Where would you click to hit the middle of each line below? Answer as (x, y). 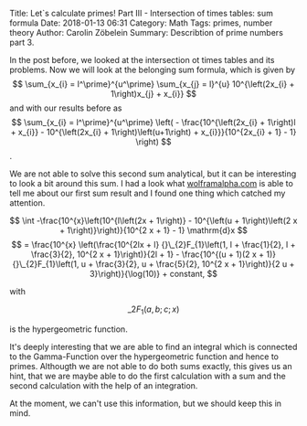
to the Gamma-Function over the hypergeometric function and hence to (144, 357)
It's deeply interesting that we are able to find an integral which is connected (153, 346)
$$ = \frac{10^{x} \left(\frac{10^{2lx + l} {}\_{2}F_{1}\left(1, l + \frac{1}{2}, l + (153, 245)
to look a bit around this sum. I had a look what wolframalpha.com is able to (152, 183)
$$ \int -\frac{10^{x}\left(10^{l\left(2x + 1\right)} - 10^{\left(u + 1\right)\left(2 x (153, 220)
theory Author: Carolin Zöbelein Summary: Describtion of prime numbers (146, 32)
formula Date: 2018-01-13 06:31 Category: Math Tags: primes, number (141, 23)
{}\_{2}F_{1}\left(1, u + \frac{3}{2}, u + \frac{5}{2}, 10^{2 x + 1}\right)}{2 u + (153, 264)
